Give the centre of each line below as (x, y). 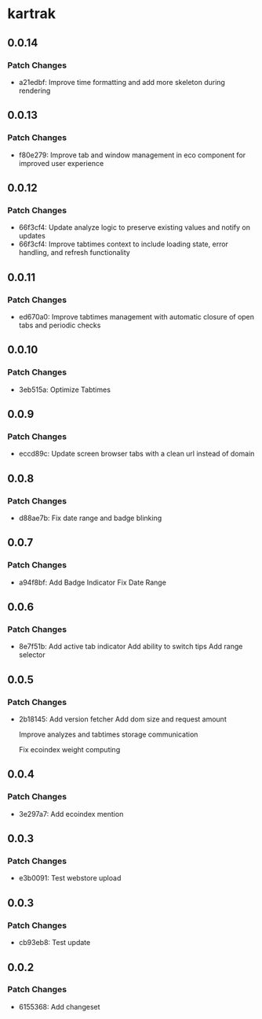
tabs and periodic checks (60, 325)
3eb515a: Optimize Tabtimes (65, 390)
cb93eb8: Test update (55, 943)
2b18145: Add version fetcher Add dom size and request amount (122, 719)
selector (32, 655)
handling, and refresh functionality (74, 253)
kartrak (32, 14)
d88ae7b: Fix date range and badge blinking (90, 518)
